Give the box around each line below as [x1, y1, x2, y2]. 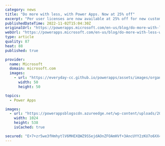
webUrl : [5, 30, 21, 35]
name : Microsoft [9, 62, 43, 67]
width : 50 [18, 80, 38, 85]
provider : [5, 57, 26, 62]
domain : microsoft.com [9, 66, 56, 71]
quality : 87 [5, 39, 29, 44]
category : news [5, 7, 36, 12]
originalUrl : [5, 25, 32, 30]
